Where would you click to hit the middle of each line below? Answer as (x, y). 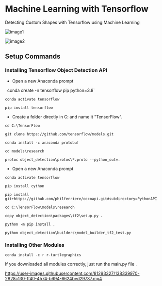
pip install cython (25, 186)
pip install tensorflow (29, 108)
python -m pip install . (30, 224)
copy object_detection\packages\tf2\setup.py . (54, 216)
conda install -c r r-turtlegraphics (43, 255)
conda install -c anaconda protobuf (42, 143)
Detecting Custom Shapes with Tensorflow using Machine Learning (72, 22)
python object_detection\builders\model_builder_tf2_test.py (68, 233)
